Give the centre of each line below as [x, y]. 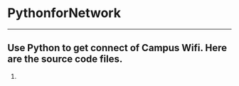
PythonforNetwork [64, 13]
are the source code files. [65, 59]
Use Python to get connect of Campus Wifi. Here [117, 48]
